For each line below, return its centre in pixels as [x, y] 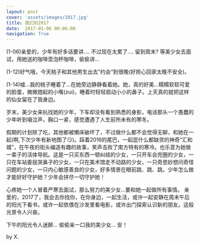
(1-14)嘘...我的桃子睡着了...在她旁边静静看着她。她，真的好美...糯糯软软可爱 [98, 85]
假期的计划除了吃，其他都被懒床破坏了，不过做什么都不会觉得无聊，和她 [95, 133]
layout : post [22, 12]
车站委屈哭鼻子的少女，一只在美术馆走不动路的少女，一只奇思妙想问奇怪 [105, 162]
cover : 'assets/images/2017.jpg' [48, 17]
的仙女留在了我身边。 [32, 100]
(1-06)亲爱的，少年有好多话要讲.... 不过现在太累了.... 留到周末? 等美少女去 [96, 52]
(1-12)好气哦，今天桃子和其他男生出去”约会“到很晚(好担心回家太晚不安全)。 [98, 72]
